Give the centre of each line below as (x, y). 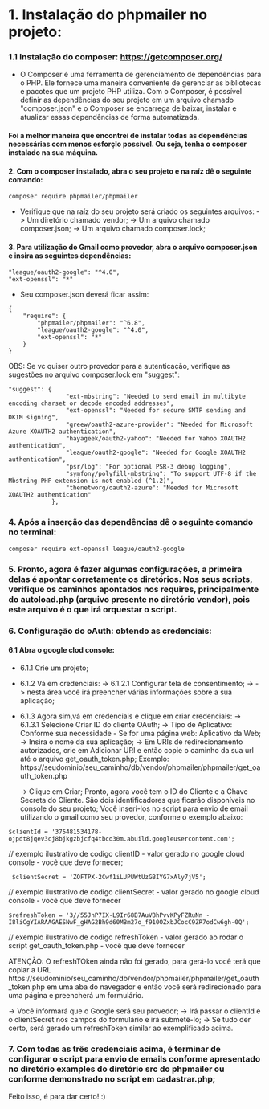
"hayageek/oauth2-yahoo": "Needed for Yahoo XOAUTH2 (156, 439)
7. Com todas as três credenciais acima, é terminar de (114, 1049)
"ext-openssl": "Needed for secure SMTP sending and (156, 411)
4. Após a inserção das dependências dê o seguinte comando (131, 522)
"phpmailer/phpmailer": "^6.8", (92, 323)
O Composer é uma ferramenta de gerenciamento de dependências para (141, 75)
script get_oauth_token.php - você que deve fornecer (97, 945)
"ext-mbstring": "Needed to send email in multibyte (156, 397)
